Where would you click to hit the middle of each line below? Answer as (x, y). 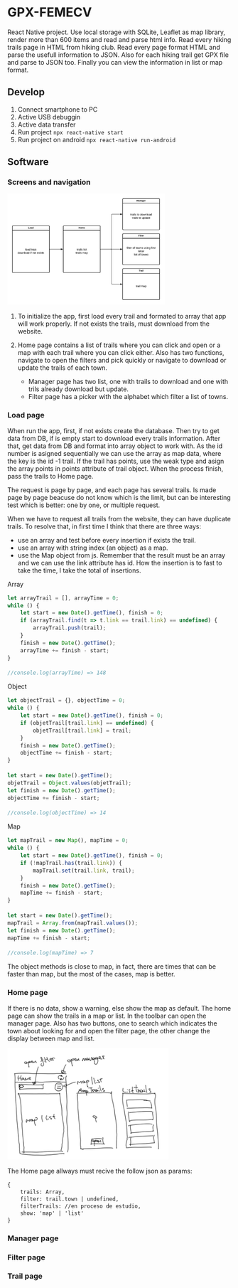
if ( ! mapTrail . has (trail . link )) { (71, 863)
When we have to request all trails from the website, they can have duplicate (119, 518)
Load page (26, 415)
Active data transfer (47, 124)
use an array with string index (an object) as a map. (93, 548)
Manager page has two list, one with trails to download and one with (128, 382)
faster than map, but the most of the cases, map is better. (91, 974)
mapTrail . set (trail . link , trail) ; (84, 871)
